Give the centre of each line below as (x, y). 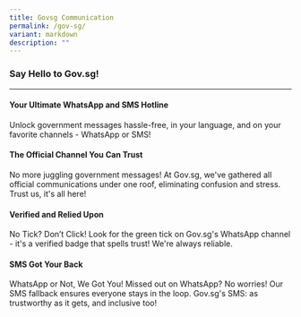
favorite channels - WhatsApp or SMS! (80, 134)
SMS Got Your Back (46, 264)
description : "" (39, 43)
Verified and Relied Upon (57, 214)
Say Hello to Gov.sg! (54, 74)
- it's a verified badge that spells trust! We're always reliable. (121, 244)
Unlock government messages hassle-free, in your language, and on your (145, 124)
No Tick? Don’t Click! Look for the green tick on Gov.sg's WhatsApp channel (150, 235)
